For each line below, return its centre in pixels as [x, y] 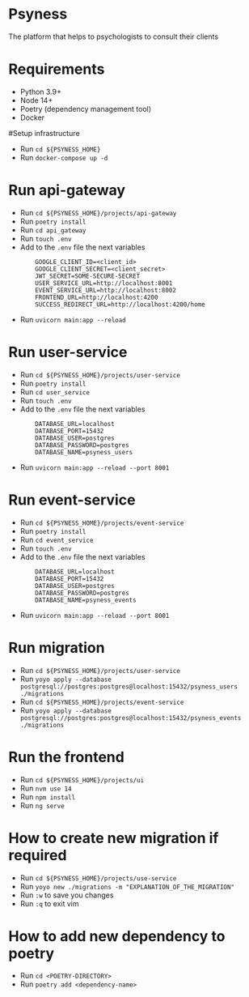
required [38, 855]
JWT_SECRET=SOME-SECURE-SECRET [88, 276]
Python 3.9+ [41, 92]
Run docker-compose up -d [64, 157]
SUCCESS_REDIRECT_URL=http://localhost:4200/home [120, 305]
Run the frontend [67, 757]
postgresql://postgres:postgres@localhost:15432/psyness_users [129, 686]
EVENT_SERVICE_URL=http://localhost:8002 [106, 290]
